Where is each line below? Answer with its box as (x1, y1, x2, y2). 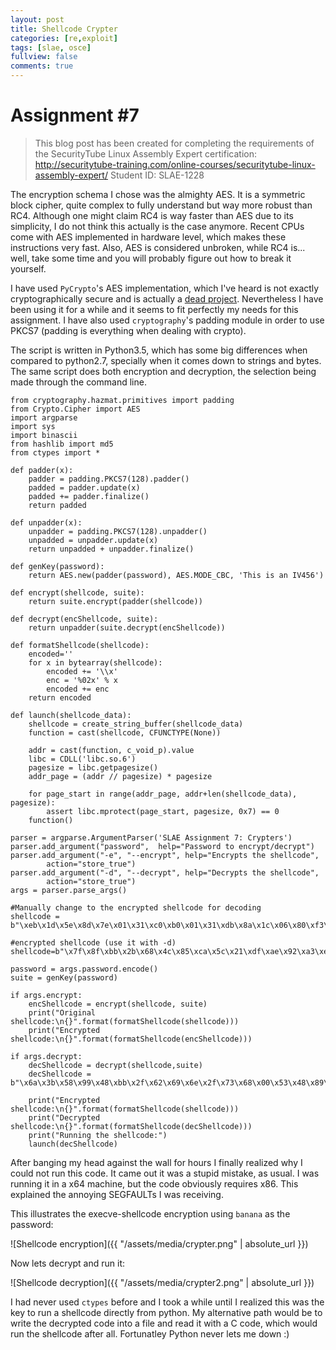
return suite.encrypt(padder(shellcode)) (28, 596, 203, 606)
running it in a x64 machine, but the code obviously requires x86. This (10, 1177, 299, 1190)
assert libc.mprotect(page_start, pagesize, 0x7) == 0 (46, 806, 280, 816)
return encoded (28, 692, 92, 703)
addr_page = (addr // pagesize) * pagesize (28, 771, 213, 781)
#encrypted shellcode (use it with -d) (10, 937, 177, 948)
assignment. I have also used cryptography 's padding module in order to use (10, 314, 325, 326)
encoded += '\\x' (46, 666, 118, 676)
